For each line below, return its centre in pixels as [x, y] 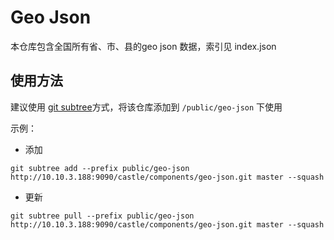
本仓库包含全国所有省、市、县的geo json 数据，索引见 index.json [143, 46]
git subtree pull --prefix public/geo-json [102, 216]
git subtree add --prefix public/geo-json [100, 168]
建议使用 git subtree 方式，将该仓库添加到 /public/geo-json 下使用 [146, 107]
